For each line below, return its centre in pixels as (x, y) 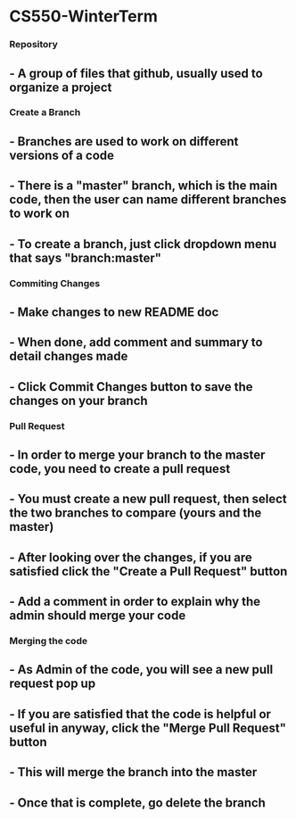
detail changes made (69, 356)
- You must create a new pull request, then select (148, 499)
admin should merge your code (98, 616)
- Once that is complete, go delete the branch (137, 802)
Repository (33, 45)
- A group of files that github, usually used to (136, 73)
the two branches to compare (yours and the (136, 513)
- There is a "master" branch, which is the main (144, 186)
